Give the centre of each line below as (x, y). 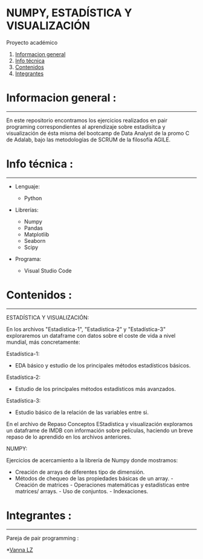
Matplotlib (37, 234)
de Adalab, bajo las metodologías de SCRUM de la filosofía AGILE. (89, 140)
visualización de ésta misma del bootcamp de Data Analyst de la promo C (98, 133)
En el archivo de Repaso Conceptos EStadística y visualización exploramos (100, 424)
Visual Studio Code (48, 270)
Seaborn (35, 241)
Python (33, 198)
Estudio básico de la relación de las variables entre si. (82, 412)
